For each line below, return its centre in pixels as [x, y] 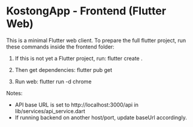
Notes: [14, 93]
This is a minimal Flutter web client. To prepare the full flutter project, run [96, 40]
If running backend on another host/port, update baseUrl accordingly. [101, 117]
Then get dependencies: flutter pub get [64, 69]
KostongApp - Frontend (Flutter [86, 11]
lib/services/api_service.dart [50, 111]
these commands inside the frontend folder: [61, 47]
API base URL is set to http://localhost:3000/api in [77, 105]
